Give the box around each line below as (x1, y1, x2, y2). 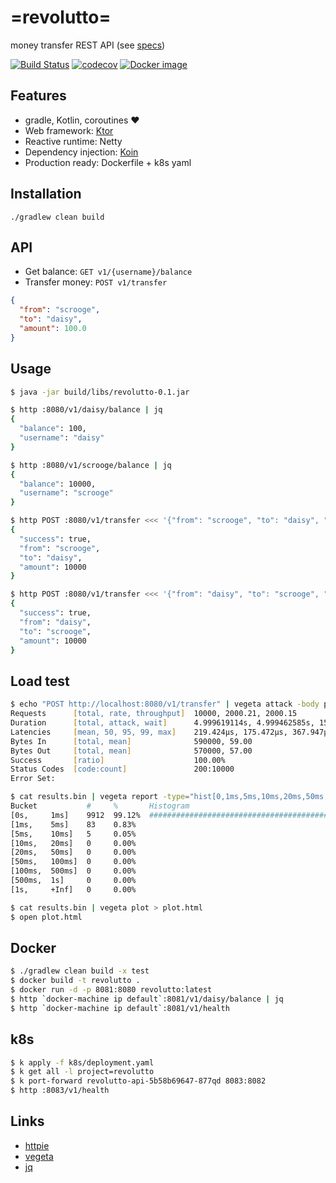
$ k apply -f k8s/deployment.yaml (10, 1057, 155, 1068)
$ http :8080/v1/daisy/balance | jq (10, 405, 163, 415)
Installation (10, 186, 82, 203)
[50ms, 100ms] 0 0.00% (10, 857, 137, 867)
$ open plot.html (10, 912, 83, 922)
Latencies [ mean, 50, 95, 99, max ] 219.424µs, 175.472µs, (10, 727, 288, 737)
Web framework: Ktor (24, 124, 114, 136)
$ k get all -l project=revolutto (10, 1067, 155, 1077)
